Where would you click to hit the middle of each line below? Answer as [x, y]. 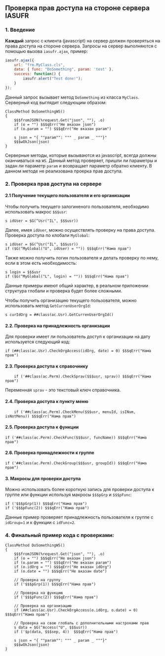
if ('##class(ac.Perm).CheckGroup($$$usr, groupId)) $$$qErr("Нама [76, 463]
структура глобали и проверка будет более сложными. [64, 290]
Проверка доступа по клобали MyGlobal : [47, 235]
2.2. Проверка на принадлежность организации [58, 326]
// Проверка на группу [37, 580]
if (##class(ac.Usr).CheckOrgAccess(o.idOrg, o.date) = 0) [76, 610]
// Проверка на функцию [39, 593]
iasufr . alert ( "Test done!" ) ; [53, 79]
